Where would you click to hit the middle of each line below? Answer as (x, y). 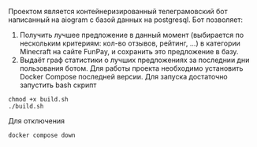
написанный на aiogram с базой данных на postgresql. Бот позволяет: (125, 20)
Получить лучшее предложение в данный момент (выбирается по (132, 35)
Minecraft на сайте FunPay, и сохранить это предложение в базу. (129, 51)
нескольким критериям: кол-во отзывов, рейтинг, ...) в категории (130, 43)
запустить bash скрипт (58, 85)
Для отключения (37, 121)
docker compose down (42, 135)
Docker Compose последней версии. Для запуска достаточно (124, 77)
